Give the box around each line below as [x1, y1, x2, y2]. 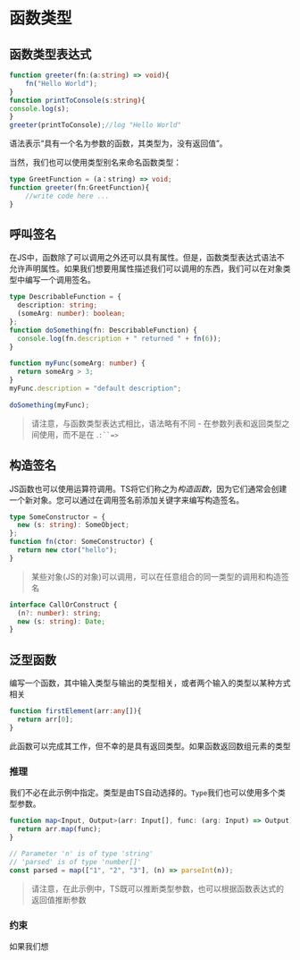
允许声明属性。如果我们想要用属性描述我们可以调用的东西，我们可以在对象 [9, 263, 283, 274]
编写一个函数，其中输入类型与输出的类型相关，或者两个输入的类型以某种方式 [9, 677, 291, 689]
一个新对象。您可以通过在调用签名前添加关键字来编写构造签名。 [9, 494, 244, 505]
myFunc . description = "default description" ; [9, 384, 181, 394]
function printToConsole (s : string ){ [9, 96, 146, 105]
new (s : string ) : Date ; [17, 616, 105, 626]
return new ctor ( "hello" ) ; [17, 546, 118, 555]
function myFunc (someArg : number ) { [9, 359, 146, 368]
